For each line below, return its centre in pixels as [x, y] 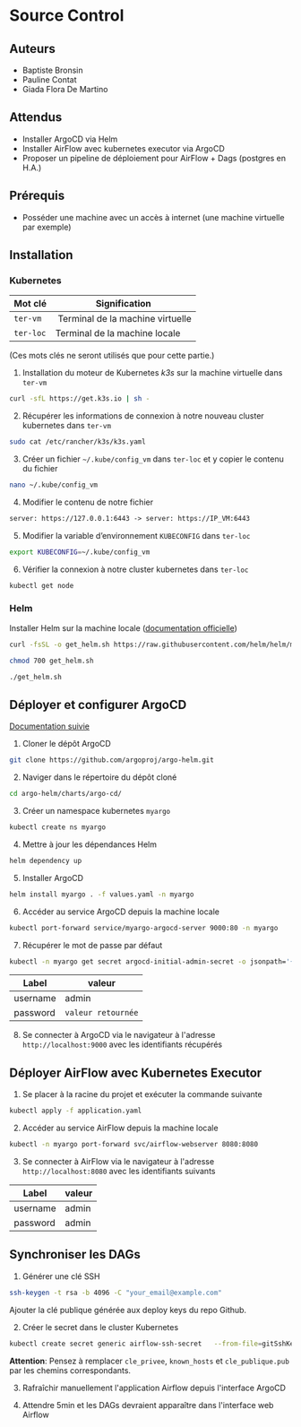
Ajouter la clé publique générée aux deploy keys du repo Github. [128, 1310]
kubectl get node [42, 585]
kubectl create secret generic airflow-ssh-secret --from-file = [136, 1344]
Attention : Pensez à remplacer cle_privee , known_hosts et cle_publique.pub [149, 1361]
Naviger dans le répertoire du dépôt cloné [99, 777]
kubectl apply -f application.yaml [76, 1111]
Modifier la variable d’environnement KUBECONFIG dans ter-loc [136, 535]
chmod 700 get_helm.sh [52, 661]
